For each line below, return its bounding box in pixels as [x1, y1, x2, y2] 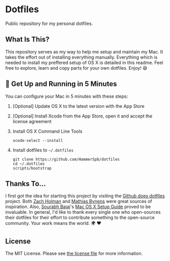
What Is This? [5, 35, 50, 44]
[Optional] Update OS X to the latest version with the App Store [12, 103, 145, 109]
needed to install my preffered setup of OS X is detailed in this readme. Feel [5, 60, 163, 66]
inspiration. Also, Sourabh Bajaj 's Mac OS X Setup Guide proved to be [5, 204, 151, 210]
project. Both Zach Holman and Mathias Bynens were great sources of [5, 198, 152, 205]
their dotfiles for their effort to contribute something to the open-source [5, 215, 155, 221]
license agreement [12, 118, 52, 124]
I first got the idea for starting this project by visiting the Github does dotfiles [5, 193, 165, 199]
